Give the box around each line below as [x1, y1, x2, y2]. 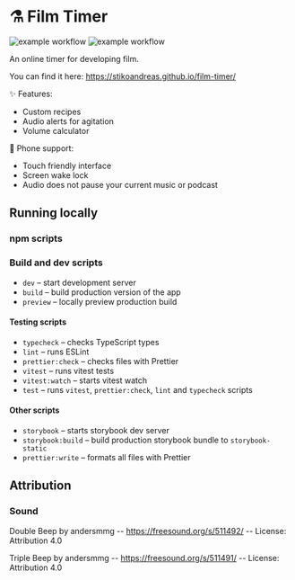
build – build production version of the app [22, 286, 181, 298]
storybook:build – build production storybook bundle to [22, 434, 229, 445]
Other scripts [9, 405, 60, 415]
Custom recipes [22, 106, 82, 117]
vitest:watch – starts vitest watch [22, 375, 148, 386]
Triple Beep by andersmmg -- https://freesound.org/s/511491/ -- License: [9, 552, 280, 563]
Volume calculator [22, 125, 90, 136]
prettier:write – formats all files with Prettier [22, 451, 191, 462]
